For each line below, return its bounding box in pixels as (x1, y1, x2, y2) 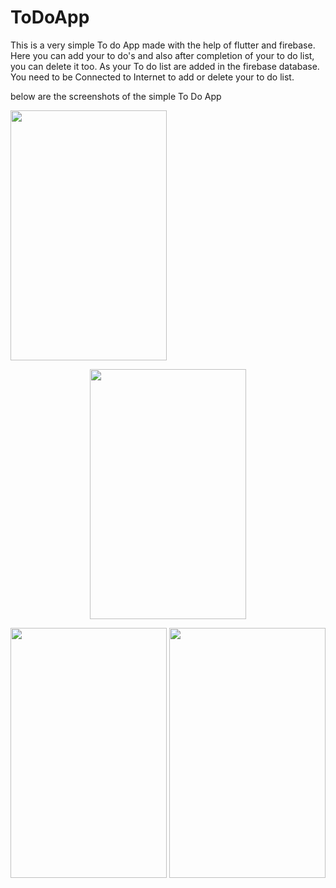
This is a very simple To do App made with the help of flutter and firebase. (10, 39, 316, 51)
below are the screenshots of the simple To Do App (10, 90, 222, 102)
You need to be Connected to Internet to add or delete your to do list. (10, 71, 295, 83)
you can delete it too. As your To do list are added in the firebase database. (10, 60, 320, 72)
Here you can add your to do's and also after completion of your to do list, (10, 49, 315, 61)
